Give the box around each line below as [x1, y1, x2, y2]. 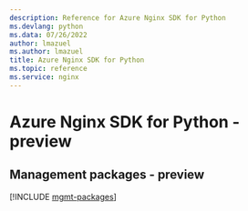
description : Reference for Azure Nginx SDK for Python [9, 13, 226, 23]
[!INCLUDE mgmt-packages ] [9, 191, 117, 202]
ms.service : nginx [9, 73, 79, 82]
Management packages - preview [9, 167, 205, 183]
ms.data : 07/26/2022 [9, 30, 88, 39]
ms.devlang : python [9, 22, 84, 31]
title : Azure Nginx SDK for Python [9, 55, 145, 65]
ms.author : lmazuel [9, 47, 84, 56]
